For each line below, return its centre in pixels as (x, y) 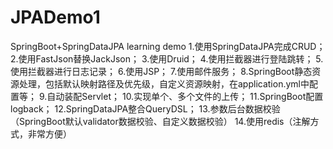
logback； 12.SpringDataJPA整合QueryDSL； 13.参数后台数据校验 (145, 108)
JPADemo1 (55, 17)
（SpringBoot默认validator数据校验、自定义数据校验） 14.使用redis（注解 (160, 121)
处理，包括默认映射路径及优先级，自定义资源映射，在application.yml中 (164, 83)
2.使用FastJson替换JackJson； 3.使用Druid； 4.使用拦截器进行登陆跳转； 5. (167, 58)
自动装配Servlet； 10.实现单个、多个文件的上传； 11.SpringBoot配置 (185, 96)
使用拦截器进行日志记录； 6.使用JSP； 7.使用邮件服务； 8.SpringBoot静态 (161, 71)
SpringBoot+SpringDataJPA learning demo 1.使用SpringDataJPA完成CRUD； (168, 46)
